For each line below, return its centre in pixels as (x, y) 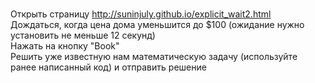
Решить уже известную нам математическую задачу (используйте (154, 56)
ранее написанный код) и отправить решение (108, 67)
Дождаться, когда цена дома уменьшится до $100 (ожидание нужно (157, 24)
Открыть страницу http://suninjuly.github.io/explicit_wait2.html (141, 14)
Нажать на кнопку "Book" (65, 46)
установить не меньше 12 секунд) (83, 35)
